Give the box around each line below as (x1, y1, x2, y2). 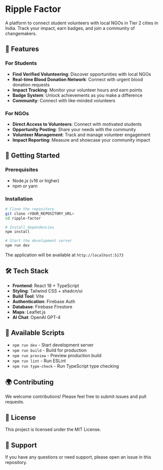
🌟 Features (5, 45, 39, 53)
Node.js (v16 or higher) (12, 177, 60, 183)
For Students (5, 60, 37, 67)
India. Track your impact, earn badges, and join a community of (5, 25, 135, 31)
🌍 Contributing (5, 378, 54, 387)
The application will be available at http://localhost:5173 (5, 252, 124, 258)
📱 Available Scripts (5, 329, 65, 337)
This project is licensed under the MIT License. (5, 426, 101, 433)
